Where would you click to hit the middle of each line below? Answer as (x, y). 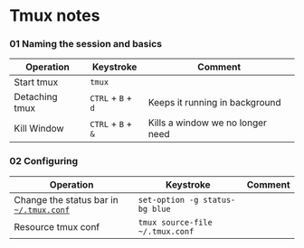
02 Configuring (44, 161)
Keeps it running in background (214, 103)
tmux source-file (175, 222)
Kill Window (39, 129)
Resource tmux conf (57, 226)
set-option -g (168, 200)
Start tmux (36, 82)
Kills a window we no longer (207, 123)
